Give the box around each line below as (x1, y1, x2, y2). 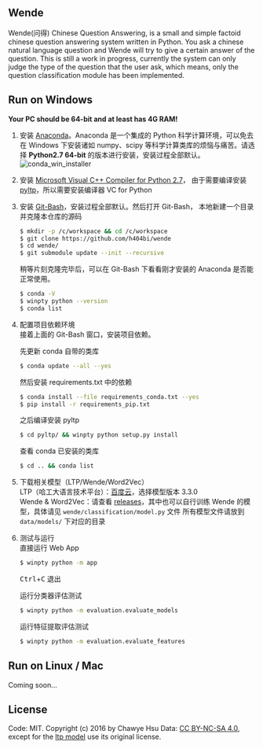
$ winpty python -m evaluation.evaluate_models (19, 607, 178, 614)
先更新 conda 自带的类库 (19, 346, 100, 356)
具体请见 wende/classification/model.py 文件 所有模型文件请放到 (33, 507, 245, 516)
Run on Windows (8, 94, 93, 107)
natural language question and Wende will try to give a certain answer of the (8, 45, 255, 54)
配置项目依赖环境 (19, 319, 75, 329)
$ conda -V (19, 290, 56, 298)
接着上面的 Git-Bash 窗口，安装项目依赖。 (19, 330, 155, 339)
